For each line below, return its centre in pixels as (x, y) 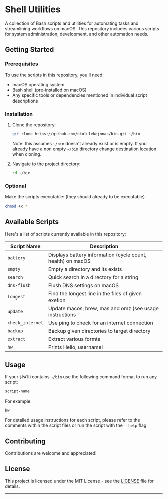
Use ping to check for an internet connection (101, 323)
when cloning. (27, 154)
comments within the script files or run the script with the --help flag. (77, 425)
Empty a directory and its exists (85, 269)
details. (13, 486)
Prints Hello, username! (76, 347)
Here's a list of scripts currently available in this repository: (66, 234)
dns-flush (19, 285)
